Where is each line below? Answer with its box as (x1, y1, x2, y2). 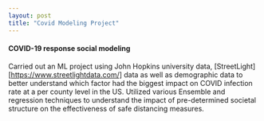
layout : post (8, 11, 52, 20)
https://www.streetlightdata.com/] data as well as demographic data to (10, 69, 243, 80)
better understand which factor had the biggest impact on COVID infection (8, 78, 253, 88)
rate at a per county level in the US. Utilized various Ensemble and (8, 87, 226, 96)
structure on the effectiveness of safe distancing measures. (8, 103, 205, 113)
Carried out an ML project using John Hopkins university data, (8, 61, 213, 71)
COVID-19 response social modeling (8, 44, 131, 53)
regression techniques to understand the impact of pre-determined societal (8, 95, 257, 104)
